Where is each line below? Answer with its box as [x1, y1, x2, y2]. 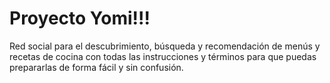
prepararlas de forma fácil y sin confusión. [9, 61, 184, 73]
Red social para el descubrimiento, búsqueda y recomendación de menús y [9, 40, 321, 52]
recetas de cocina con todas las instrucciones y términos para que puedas [9, 50, 317, 62]
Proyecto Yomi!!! [9, 7, 151, 30]
